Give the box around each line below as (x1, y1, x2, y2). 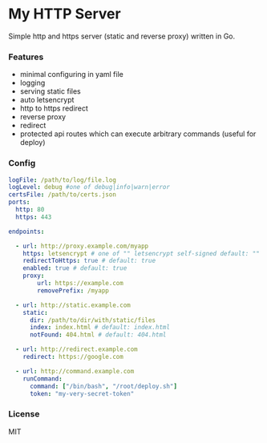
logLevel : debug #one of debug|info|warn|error (8, 183, 171, 191)
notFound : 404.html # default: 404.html (29, 331, 167, 339)
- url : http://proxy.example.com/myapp (15, 242, 149, 250)
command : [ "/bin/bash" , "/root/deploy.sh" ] (29, 382, 178, 390)
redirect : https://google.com (22, 353, 124, 361)
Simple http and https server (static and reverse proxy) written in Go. (8, 31, 235, 41)
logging (19, 78, 46, 88)
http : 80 (15, 206, 45, 214)
